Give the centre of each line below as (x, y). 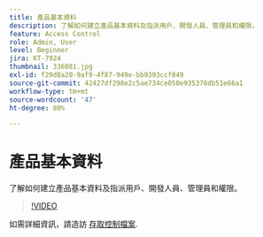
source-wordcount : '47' (53, 99)
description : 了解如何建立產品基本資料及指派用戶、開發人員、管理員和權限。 (134, 26)
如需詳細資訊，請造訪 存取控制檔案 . (73, 224)
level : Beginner (39, 50)
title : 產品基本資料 (43, 17)
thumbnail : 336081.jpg (51, 67)
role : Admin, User (43, 42)
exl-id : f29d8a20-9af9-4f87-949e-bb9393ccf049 (97, 75)
